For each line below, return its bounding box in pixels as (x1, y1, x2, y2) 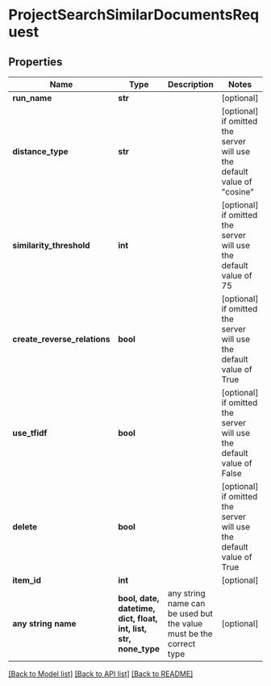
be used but (168, 608, 214, 619)
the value (168, 618, 203, 629)
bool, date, (118, 593, 160, 604)
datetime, (118, 603, 156, 614)
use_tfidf (12, 428, 48, 438)
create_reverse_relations (12, 333, 110, 345)
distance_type (12, 146, 69, 157)
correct (168, 638, 196, 649)
